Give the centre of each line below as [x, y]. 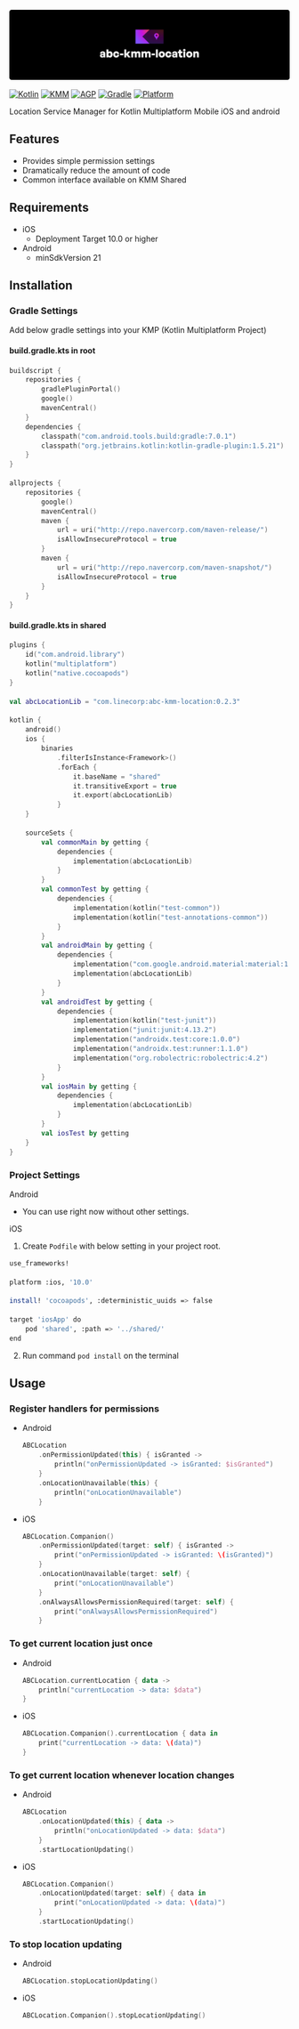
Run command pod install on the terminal [101, 1355]
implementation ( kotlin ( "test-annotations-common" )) [170, 917]
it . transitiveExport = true [125, 786]
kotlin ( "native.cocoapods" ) [77, 674]
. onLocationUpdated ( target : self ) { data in [122, 1893]
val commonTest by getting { [95, 889]
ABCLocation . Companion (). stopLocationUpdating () [114, 2016]
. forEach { [77, 767]
